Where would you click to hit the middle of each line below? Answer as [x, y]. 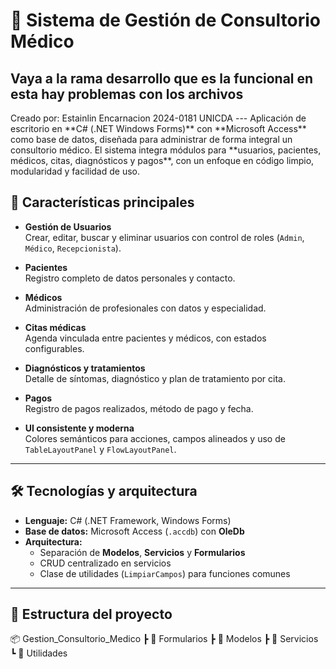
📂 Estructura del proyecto [91, 614]
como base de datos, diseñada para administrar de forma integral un [151, 139]
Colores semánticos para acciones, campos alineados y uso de [155, 438]
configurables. [54, 348]
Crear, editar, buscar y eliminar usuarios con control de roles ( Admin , [164, 237]
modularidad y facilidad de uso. [75, 171]
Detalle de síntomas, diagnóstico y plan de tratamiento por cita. [155, 378]
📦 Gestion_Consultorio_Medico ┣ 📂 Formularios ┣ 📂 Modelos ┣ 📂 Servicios [164, 639]
